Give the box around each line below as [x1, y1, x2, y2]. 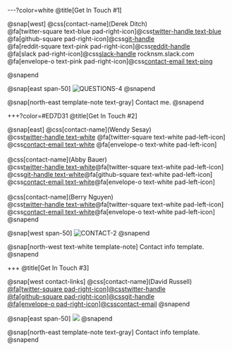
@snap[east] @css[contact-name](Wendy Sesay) [7, 125, 152, 133]
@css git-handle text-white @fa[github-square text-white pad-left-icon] [7, 171, 213, 178]
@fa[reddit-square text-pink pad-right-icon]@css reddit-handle [7, 42, 190, 50]
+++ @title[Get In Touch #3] [7, 264, 90, 272]
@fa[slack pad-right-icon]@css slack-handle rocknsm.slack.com [7, 49, 195, 58]
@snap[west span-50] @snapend [7, 229, 150, 237]
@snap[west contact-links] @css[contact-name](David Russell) [7, 278, 193, 285]
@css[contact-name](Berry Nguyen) [7, 193, 114, 201]
